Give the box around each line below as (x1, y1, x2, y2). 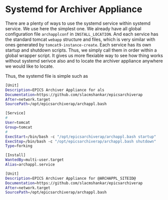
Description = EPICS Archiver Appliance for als (5, 87, 105, 92)
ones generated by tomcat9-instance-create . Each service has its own (5, 41, 151, 47)
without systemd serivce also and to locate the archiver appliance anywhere (5, 58, 163, 64)
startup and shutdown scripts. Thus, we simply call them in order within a (5, 47, 157, 53)
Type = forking (5, 143, 33, 148)
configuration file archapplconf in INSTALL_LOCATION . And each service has (5, 31, 158, 37)
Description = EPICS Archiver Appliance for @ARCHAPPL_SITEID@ (5, 176, 136, 181)
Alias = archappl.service (5, 162, 55, 167)
